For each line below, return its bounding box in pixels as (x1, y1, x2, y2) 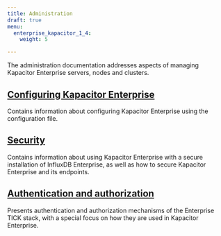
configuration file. (7, 114, 58, 122)
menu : (7, 23, 23, 30)
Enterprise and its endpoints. (7, 167, 90, 176)
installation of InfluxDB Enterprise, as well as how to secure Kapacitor (7, 160, 206, 169)
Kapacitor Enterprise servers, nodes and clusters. (7, 69, 149, 77)
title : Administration (7, 10, 73, 17)
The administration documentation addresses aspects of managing (7, 61, 199, 69)
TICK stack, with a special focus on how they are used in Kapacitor (7, 213, 199, 222)
